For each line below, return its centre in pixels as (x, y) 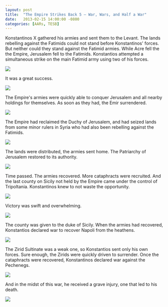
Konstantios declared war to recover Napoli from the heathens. (70, 230)
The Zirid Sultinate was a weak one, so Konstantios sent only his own (76, 249)
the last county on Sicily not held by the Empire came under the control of (81, 181)
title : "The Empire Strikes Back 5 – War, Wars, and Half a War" (76, 15)
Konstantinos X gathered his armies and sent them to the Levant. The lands (83, 38)
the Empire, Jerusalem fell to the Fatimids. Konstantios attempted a (74, 54)
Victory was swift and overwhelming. (43, 206)
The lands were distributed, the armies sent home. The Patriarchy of (76, 152)
